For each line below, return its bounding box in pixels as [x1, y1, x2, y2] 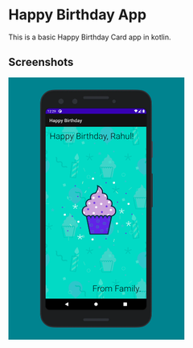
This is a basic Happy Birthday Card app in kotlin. [8, 32, 171, 42]
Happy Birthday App [8, 6, 147, 24]
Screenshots [8, 55, 74, 69]
